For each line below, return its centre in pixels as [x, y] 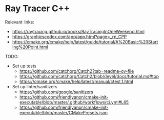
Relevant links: [20, 22]
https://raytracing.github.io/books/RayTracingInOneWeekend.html [78, 31]
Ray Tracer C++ [37, 9]
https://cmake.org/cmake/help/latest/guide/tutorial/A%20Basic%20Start [85, 41]
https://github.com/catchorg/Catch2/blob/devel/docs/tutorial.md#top [89, 76]
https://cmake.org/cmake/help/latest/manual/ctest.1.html [76, 81]
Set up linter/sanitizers [35, 86]
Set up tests [24, 66]
